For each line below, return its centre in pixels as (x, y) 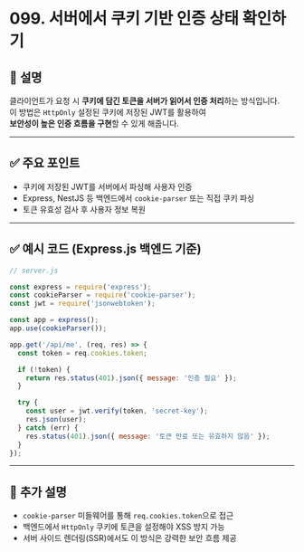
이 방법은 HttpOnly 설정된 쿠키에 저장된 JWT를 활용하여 (108, 112)
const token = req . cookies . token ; (82, 353)
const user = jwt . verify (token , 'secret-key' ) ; (117, 411)
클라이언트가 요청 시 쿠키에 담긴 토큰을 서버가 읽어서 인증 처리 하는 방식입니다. (145, 101)
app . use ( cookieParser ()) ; (58, 328)
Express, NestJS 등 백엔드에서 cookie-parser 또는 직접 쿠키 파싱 (138, 198)
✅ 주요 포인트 (45, 163)
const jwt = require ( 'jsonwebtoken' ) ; (82, 304)
